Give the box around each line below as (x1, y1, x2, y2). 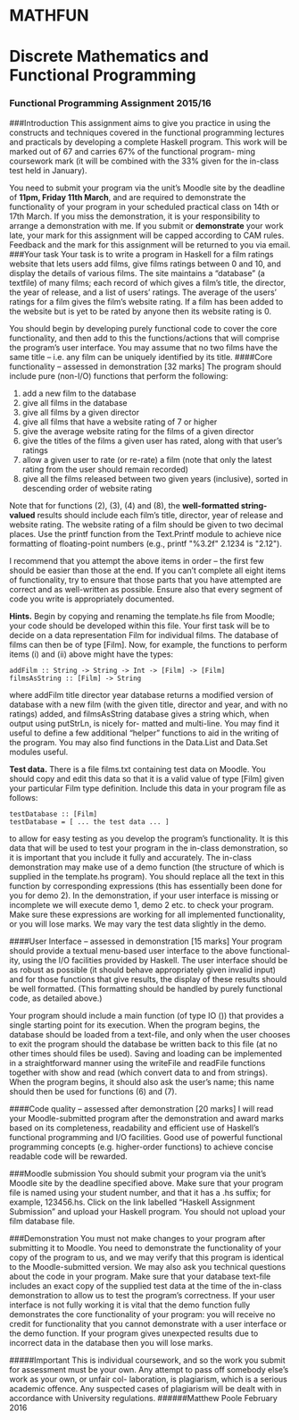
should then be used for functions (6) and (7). (9, 1086, 178, 1097)
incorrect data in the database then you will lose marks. (9, 1337, 213, 1348)
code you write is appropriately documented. (9, 593, 175, 604)
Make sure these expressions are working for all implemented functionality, (9, 909, 286, 920)
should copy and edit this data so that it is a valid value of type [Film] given (9, 773, 285, 784)
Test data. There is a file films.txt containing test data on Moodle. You (9, 763, 266, 774)
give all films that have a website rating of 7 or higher (21, 416, 218, 427)
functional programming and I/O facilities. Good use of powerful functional (9, 1131, 283, 1142)
